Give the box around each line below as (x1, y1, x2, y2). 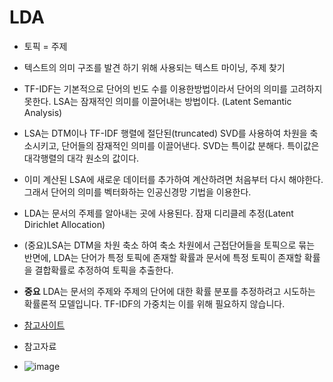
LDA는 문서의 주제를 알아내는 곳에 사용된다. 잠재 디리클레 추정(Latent (23, 207, 294, 219)
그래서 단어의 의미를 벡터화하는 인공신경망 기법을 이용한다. (23, 186, 252, 198)
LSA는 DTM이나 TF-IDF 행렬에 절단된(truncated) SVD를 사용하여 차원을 (23, 127, 308, 139)
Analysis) (23, 106, 63, 118)
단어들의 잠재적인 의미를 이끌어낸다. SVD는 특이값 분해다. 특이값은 (61, 139, 320, 151)
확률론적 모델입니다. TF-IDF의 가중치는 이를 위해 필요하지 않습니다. (23, 297, 286, 310)
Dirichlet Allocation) (23, 218, 106, 230)
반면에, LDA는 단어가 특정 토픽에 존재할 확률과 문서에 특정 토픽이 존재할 (23, 251, 302, 263)
